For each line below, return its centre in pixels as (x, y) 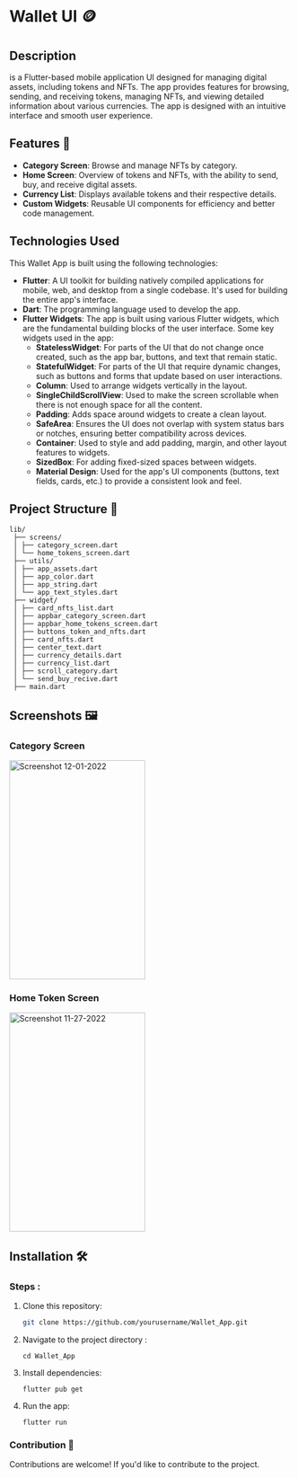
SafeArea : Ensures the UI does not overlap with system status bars (160, 423)
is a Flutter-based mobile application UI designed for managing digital (138, 77)
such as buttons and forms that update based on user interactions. (159, 376)
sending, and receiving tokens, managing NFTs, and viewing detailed (137, 96)
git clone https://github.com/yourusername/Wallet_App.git (135, 1323)
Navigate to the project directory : (85, 1340)
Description (43, 55)
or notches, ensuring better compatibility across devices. (141, 433)
